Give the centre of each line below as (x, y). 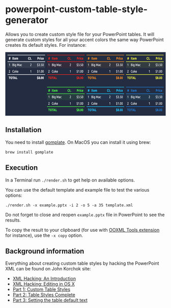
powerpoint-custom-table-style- (76, 9)
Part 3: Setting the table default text (50, 300)
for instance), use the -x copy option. (44, 235)
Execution (22, 168)
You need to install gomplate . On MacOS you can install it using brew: (78, 142)
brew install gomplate (29, 152)
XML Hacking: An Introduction (44, 279)
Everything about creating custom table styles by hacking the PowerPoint (82, 263)
